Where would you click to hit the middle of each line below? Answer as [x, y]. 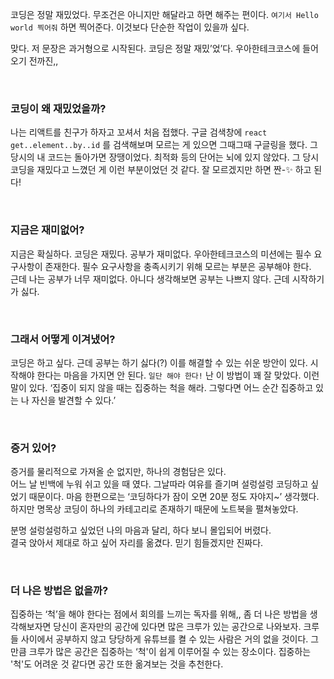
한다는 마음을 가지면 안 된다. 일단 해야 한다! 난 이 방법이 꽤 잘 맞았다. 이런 [178, 375]
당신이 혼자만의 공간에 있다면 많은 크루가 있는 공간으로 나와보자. [177, 627]
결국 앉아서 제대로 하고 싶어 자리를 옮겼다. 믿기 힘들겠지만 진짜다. [137, 543]
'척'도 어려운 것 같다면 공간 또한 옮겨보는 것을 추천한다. [117, 664]
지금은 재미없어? [47, 230]
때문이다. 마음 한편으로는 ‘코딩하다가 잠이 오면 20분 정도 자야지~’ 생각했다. [174, 497]
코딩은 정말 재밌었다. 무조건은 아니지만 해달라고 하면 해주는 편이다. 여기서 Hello [164, 14]
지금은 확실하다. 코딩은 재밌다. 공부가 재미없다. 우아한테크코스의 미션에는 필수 [161, 254]
